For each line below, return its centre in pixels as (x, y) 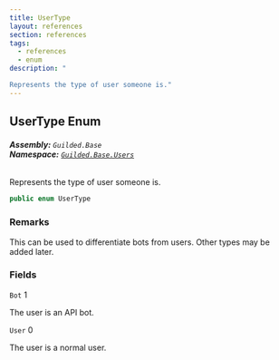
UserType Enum (55, 122)
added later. (32, 251)
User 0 (21, 330)
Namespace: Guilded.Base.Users (72, 154)
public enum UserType (50, 199)
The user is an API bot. (52, 312)
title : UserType (40, 18)
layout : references (46, 26)
